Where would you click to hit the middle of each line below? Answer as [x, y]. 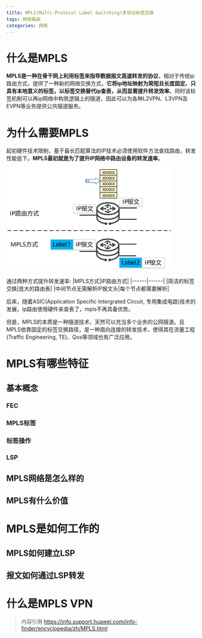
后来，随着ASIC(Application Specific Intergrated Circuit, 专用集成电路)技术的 [101, 302]
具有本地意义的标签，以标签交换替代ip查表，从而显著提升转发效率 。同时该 [99, 91]
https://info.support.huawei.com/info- [90, 622]
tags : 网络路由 [24, 19]
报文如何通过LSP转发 [46, 575]
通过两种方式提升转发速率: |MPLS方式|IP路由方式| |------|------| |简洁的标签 [100, 281]
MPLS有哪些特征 [48, 364]
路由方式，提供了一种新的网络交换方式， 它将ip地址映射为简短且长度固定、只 [101, 83]
